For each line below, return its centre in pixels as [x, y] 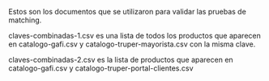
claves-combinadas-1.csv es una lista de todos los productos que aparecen [134, 36]
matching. [25, 20]
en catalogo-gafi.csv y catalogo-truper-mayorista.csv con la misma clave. [132, 44]
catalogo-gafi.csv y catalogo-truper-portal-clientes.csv [101, 68]
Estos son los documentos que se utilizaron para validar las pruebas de [128, 12]
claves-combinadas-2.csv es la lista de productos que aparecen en [121, 60]
